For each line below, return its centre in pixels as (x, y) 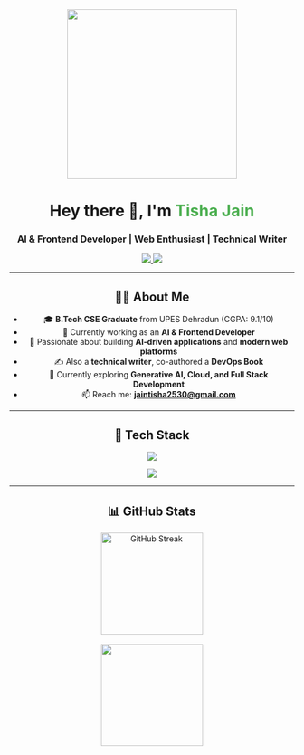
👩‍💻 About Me (152, 296)
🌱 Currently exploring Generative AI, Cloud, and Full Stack (159, 375)
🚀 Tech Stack (152, 435)
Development (159, 385)
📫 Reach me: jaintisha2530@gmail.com (159, 395)
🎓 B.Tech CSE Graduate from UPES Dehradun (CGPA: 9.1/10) (159, 320)
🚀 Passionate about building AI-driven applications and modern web (159, 342)
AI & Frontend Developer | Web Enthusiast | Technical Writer (152, 239)
